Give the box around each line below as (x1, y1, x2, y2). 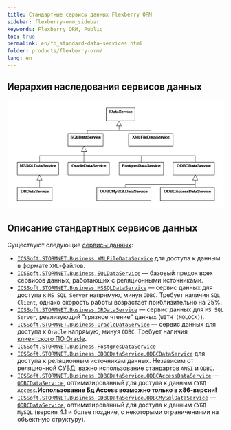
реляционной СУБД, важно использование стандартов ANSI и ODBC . (16, 364, 214, 372)
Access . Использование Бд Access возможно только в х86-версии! (16, 386, 218, 394)
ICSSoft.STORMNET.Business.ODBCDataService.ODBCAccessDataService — (16, 371, 219, 379)
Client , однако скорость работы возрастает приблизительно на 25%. (16, 298, 222, 306)
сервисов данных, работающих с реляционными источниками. (16, 276, 204, 284)
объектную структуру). (16, 415, 86, 423)
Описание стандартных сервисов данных (7, 223, 198, 234)
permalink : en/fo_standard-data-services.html (7, 40, 143, 48)
